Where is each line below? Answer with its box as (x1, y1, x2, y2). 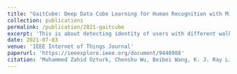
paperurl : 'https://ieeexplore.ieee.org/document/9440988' (7, 50, 185, 57)
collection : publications (7, 17, 83, 24)
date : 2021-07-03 (7, 37, 59, 44)
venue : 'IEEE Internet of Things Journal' (7, 43, 134, 50)
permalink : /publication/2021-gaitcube (7, 23, 125, 30)
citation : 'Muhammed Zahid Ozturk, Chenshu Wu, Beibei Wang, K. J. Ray (7, 56, 222, 63)
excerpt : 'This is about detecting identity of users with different (7, 30, 217, 37)
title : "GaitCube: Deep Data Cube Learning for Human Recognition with (7, 10, 222, 18)
